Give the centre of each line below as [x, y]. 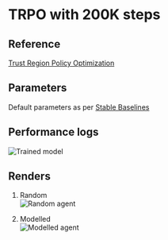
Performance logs [53, 132]
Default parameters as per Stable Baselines [79, 107]
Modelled [35, 219]
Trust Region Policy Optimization [61, 63]
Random [33, 195]
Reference [34, 44]
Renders [30, 176]
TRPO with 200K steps [84, 15]
